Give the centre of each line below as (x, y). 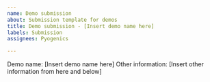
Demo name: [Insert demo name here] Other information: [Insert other (105, 64)
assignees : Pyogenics (38, 39)
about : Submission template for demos (62, 20)
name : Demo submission (39, 13)
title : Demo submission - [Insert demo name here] (81, 26)
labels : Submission (35, 32)
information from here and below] (54, 72)
